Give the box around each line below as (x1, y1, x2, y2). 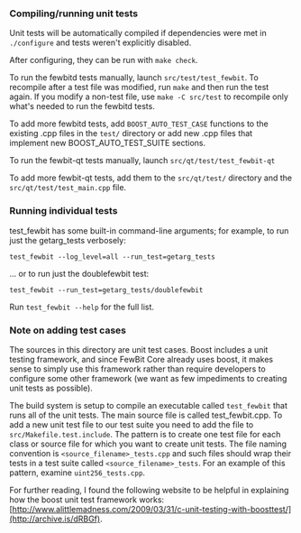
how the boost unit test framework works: (9, 494, 165, 505)
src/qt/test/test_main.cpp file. (9, 182, 127, 193)
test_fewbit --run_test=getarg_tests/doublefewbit (9, 285, 204, 295)
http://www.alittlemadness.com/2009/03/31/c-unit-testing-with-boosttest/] (12, 503, 292, 514)
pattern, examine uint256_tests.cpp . (9, 467, 146, 478)
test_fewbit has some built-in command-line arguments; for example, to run (9, 225, 289, 236)
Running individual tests (9, 205, 118, 217)
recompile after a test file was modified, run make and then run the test (9, 82, 269, 93)
